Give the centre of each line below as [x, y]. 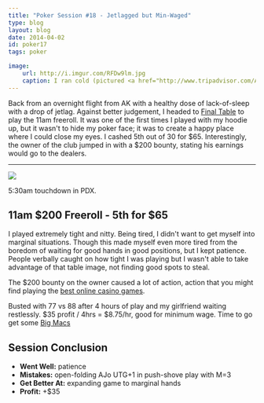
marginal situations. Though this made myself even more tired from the [123, 242]
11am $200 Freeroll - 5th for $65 [88, 216]
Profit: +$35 [40, 392]
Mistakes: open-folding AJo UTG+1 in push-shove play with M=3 [125, 375]
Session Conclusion [58, 348]
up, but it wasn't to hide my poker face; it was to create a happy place [121, 128]
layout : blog [29, 30]
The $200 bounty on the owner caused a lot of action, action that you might [131, 283]
